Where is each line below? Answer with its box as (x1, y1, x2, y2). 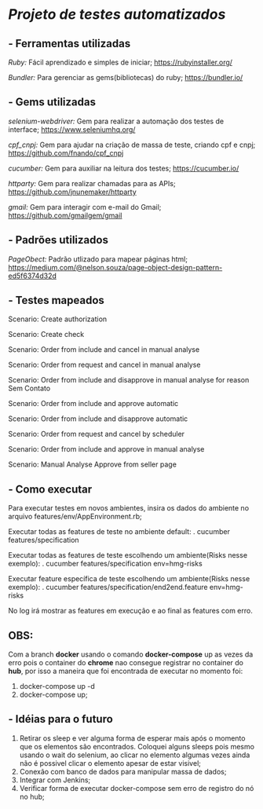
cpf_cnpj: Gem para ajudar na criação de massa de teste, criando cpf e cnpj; (8, 140, 256, 149)
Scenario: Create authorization (8, 314, 108, 324)
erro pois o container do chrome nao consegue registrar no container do (8, 658, 244, 668)
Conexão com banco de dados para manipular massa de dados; (19, 767, 227, 776)
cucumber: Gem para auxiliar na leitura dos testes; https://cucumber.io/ (8, 163, 239, 173)
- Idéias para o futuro (8, 712, 114, 726)
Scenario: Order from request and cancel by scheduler (8, 430, 185, 439)
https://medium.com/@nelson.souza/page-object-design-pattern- (8, 262, 223, 272)
